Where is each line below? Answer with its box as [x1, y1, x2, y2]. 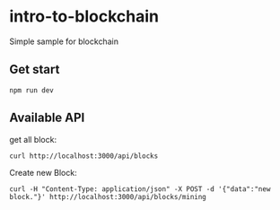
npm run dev [9, 85, 54, 95]
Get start [9, 62, 60, 77]
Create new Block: [9, 167, 78, 178]
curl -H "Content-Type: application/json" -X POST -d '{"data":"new [9, 184, 271, 194]
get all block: [9, 134, 57, 144]
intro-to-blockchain [9, 6, 160, 27]
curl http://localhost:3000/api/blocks [9, 151, 159, 161]
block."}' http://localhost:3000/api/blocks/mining [9, 192, 206, 201]
